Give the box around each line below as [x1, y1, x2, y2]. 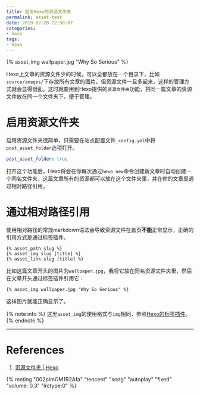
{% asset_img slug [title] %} [6, 250, 82, 256]
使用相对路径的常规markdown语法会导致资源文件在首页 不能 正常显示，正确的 [6, 226, 194, 233]
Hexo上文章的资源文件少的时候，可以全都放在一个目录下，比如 [6, 70, 160, 77]
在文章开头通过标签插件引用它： [6, 274, 85, 281]
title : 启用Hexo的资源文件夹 [6, 8, 71, 15]
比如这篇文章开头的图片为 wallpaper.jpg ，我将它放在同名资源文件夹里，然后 [6, 267, 192, 274]
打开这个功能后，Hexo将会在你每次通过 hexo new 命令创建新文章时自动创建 [6, 167, 186, 174]
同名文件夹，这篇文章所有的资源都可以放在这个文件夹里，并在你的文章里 [11, 175, 189, 182]
